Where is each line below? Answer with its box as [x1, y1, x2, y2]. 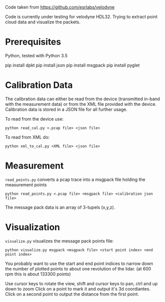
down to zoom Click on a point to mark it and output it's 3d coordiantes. [5, 286, 151, 292]
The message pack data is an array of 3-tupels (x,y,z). [5, 204, 115, 210]
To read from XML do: [5, 134, 50, 140]
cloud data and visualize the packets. [5, 19, 81, 25]
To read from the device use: [5, 116, 64, 122]
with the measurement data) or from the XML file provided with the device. [5, 101, 157, 107]
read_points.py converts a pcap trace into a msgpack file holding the [5, 176, 145, 182]
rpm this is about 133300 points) [5, 271, 71, 277]
